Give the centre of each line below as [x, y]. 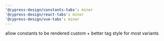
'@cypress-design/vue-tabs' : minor [42, 19]
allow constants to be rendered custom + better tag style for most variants [82, 33]
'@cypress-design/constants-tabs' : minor [49, 10]
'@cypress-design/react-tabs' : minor [45, 14]
